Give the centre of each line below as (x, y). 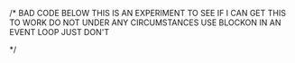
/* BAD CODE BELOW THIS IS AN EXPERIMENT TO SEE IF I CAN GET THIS (148, 13)
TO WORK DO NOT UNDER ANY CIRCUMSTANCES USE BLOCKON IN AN (145, 22)
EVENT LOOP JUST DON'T (60, 32)
